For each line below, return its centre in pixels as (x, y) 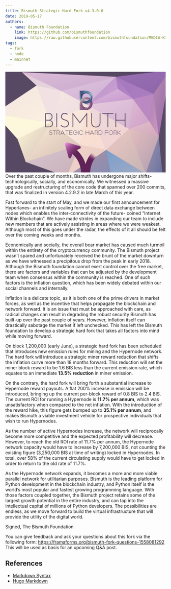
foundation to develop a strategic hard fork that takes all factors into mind (82, 331)
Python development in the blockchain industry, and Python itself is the (80, 484)
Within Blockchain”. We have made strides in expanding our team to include (84, 218)
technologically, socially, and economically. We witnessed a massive (77, 181)
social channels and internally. (37, 288)
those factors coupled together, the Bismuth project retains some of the (80, 495)
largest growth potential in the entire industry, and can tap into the (75, 500)
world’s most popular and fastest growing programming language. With (80, 489)
